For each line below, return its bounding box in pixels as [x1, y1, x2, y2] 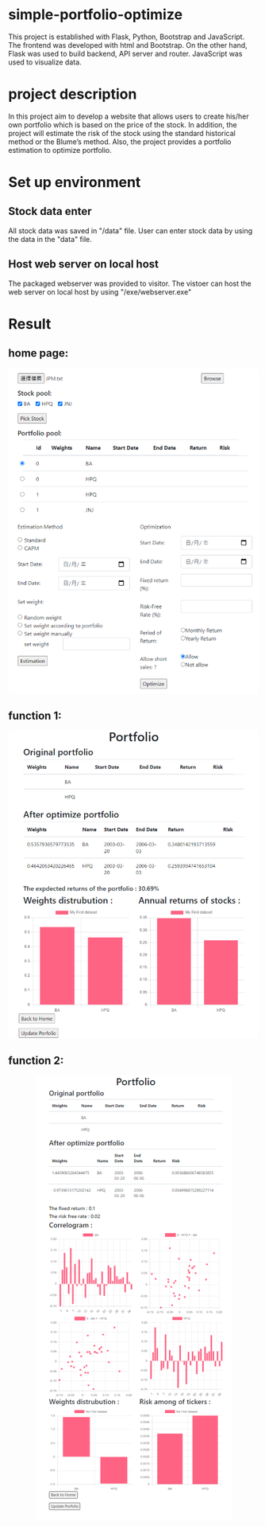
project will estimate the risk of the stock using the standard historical [8, 128, 236, 138]
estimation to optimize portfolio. [8, 145, 113, 154]
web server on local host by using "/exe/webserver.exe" [8, 287, 192, 296]
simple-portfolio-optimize [8, 6, 183, 24]
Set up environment [8, 174, 141, 192]
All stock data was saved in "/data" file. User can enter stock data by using [8, 225, 253, 236]
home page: [8, 346, 69, 360]
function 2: [8, 1053, 64, 1067]
